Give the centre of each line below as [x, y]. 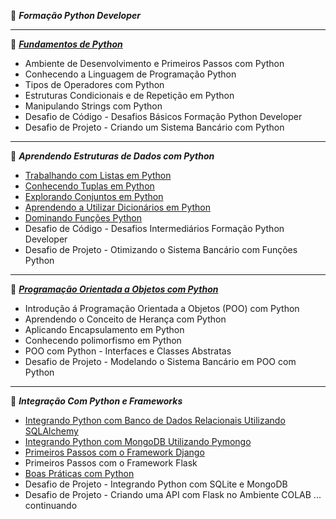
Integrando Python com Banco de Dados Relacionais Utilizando [155, 420]
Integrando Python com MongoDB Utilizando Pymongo [138, 441]
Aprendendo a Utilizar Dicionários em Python [118, 207]
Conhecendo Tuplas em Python [89, 186]
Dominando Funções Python [83, 218]
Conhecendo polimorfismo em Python [103, 340]
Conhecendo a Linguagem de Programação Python [130, 74]
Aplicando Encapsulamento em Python [104, 329]
